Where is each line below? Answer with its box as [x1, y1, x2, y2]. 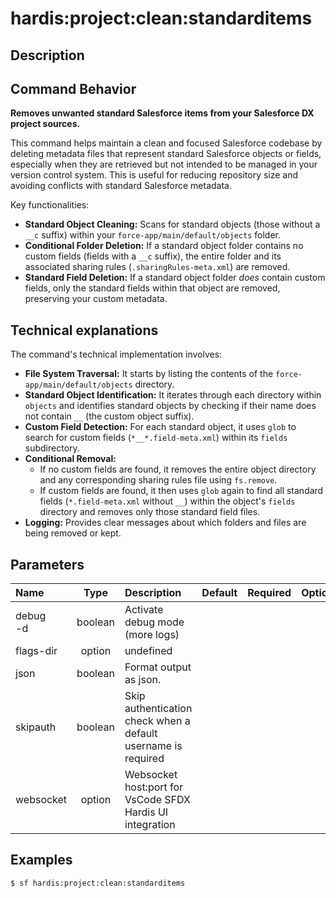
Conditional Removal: [24, 453, 117, 465]
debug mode [124, 615, 185, 629]
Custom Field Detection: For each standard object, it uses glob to [24, 421, 297, 433]
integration [124, 818, 176, 832]
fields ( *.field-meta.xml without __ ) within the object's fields [39, 495, 296, 507]
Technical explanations [10, 322, 159, 339]
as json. [124, 673, 162, 687]
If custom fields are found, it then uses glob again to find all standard [39, 485, 324, 497]
